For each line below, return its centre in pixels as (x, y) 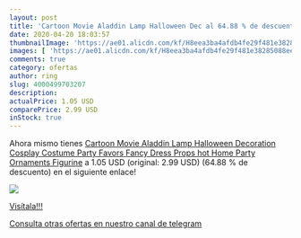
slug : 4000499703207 (48, 84)
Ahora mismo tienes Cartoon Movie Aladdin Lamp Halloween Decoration (142, 144)
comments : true (38, 59)
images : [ (28, 51)
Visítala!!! (26, 207)
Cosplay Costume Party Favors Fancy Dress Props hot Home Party (133, 153)
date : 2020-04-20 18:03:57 (60, 34)
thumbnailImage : (39, 43)
